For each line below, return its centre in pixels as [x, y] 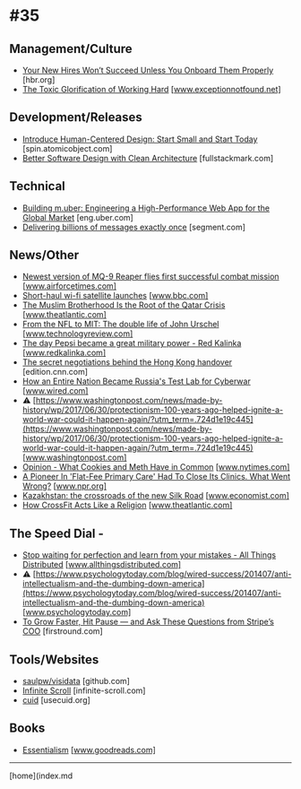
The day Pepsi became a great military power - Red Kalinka [132, 343]
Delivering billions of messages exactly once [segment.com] [134, 227]
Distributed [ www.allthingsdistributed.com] [102, 565]
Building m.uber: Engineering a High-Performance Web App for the [146, 208]
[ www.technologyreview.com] [77, 334]
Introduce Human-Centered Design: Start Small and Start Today [140, 139]
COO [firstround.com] [62, 631]
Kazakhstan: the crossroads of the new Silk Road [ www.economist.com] [155, 496]
